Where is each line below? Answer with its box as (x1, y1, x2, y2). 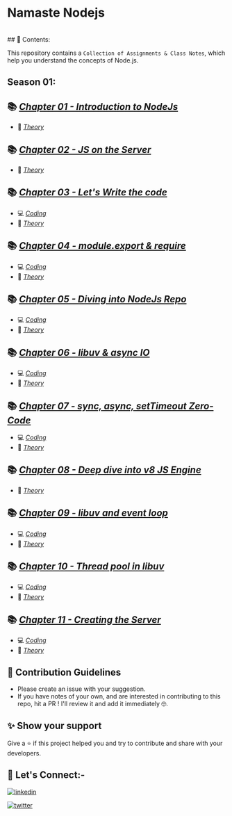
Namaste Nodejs (7, 5, 106, 21)
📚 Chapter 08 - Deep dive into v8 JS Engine (7, 464, 201, 476)
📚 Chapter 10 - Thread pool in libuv (7, 561, 165, 573)
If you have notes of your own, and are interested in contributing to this (17, 692, 221, 701)
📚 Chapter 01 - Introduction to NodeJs (7, 101, 179, 113)
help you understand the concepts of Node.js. (7, 56, 139, 64)
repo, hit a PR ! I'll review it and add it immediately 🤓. (17, 700, 169, 708)
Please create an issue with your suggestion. (17, 685, 146, 693)
